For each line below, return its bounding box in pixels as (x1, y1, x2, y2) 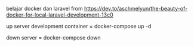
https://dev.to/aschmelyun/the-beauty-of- (84, 5, 188, 12)
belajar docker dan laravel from (6, 5, 83, 12)
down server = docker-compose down (6, 34, 101, 41)
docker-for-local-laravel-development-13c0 (6, 11, 113, 18)
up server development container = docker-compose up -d (6, 23, 152, 29)
